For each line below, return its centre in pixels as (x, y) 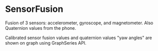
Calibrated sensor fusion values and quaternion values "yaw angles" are (79, 38)
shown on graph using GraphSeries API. (46, 43)
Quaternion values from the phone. (41, 28)
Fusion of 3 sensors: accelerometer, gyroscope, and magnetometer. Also (79, 23)
